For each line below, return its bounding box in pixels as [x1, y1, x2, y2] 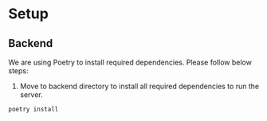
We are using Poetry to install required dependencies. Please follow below [8, 57, 253, 67]
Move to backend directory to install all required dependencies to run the [19, 81, 260, 91]
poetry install [8, 105, 59, 113]
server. [19, 90, 44, 100]
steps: [8, 66, 29, 76]
